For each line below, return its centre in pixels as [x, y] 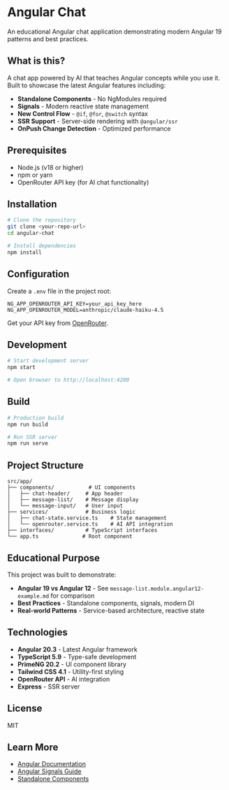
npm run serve [28, 444]
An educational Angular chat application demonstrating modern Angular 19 [114, 31]
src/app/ [20, 482]
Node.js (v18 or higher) [50, 167]
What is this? [36, 61]
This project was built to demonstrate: [62, 575]
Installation [32, 204]
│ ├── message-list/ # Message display [73, 500]
